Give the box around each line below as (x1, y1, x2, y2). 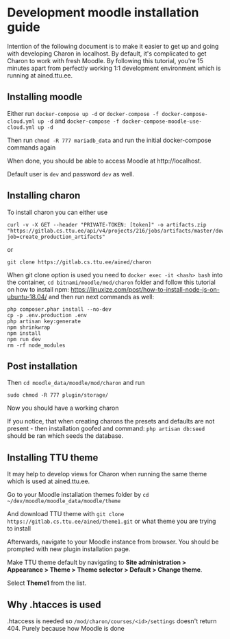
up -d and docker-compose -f (37, 117, 120, 125)
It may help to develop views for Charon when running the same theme (7, 470, 207, 478)
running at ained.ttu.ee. (7, 71, 73, 80)
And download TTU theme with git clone (7, 510, 125, 518)
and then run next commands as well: (48, 292, 155, 301)
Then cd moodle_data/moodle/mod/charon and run (7, 379, 145, 387)
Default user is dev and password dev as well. (7, 170, 135, 178)
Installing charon (7, 190, 81, 202)
